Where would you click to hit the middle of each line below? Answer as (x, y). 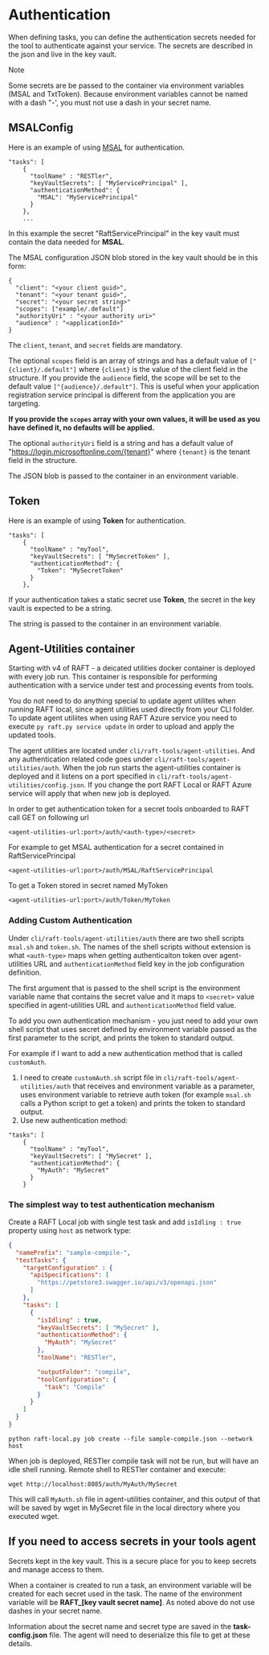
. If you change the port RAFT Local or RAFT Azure (168, 785)
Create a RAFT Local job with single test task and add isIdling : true (125, 1222)
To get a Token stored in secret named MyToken (88, 885)
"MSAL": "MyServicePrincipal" (88, 197)
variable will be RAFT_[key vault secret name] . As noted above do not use (132, 1602)
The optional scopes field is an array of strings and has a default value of (128, 361)
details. (20, 1643)
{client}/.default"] (43, 369)
